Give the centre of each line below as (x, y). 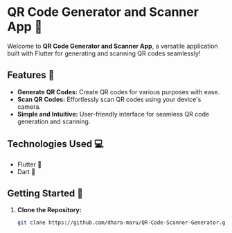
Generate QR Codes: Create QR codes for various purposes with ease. (118, 92)
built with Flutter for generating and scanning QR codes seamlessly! (104, 53)
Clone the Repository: (49, 210)
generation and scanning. (54, 121)
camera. (29, 106)
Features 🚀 (31, 75)
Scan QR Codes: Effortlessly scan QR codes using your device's (109, 99)
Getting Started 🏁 (45, 193)
